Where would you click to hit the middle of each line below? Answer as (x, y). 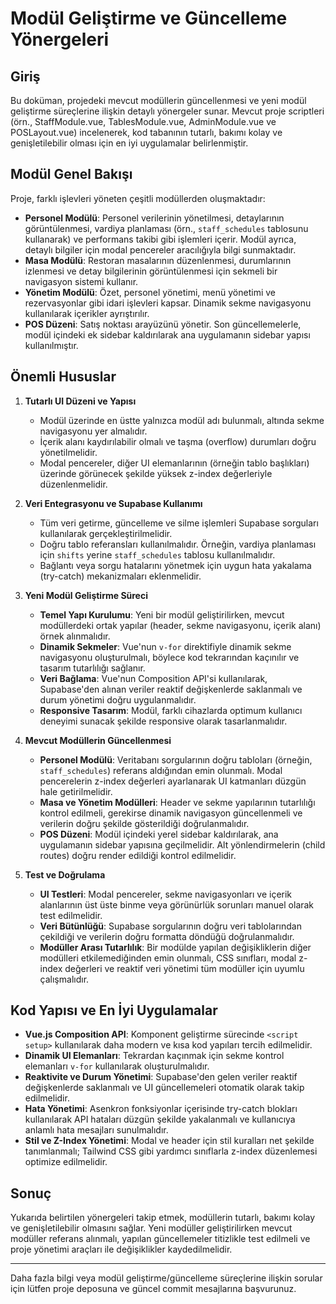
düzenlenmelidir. (73, 484)
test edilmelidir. (71, 915)
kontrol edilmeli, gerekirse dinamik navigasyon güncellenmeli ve (171, 813)
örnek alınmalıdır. (75, 636)
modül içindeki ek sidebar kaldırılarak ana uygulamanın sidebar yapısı (167, 334)
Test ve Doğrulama (65, 874)
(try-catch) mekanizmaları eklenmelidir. (120, 576)
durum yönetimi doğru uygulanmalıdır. (118, 699)
